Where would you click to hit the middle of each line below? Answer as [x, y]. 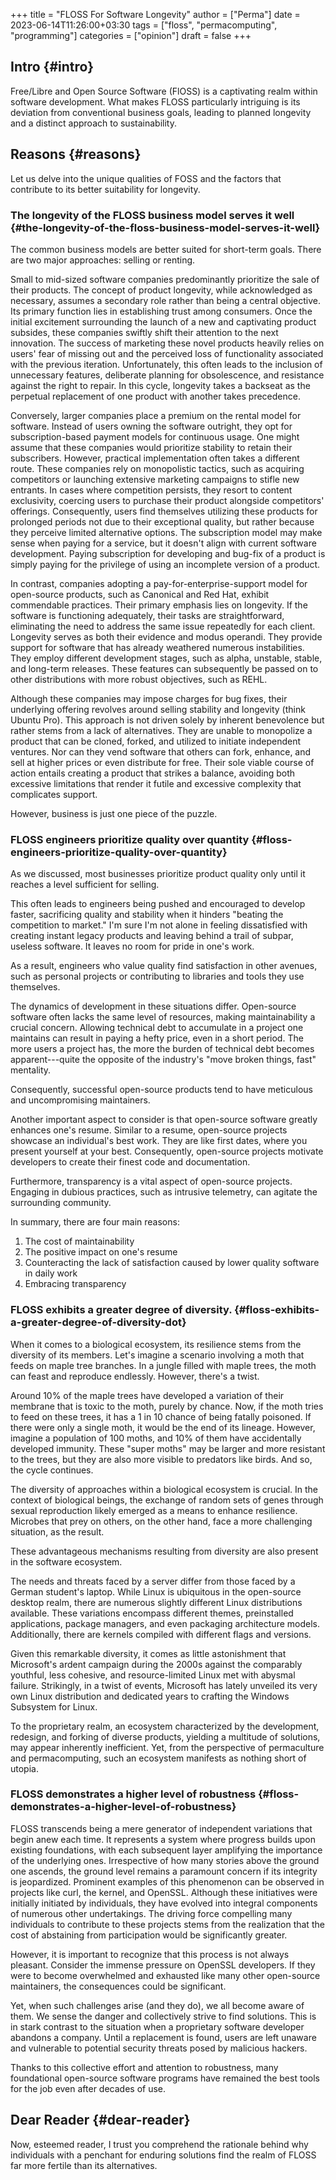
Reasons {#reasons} [76, 154]
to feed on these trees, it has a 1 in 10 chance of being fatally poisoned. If [161, 1416]
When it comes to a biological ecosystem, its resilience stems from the [156, 1344]
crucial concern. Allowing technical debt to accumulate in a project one [157, 1028]
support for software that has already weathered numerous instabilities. [157, 647]
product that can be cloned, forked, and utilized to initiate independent [156, 741]
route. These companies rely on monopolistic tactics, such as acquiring [157, 468]
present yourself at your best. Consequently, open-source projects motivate [167, 1151]
